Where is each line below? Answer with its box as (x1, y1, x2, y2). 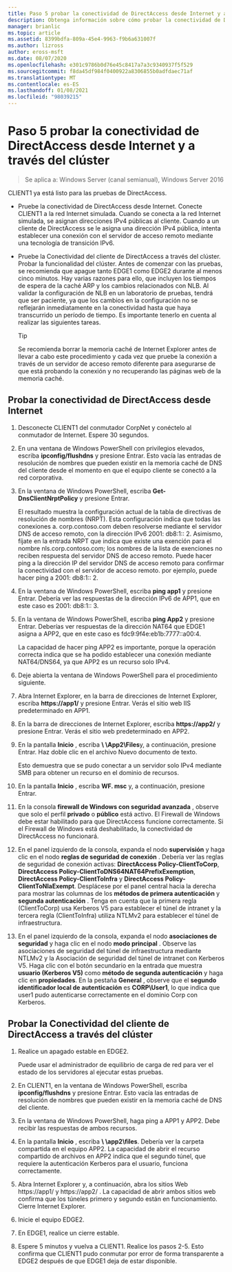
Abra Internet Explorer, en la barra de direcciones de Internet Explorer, (17, 692, 218, 700)
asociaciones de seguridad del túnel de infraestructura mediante (17, 946, 202, 955)
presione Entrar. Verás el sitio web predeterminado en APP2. (17, 727, 190, 735)
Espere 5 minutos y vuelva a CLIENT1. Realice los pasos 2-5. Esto (17, 1242, 204, 1250)
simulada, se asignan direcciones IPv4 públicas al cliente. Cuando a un (17, 217, 220, 225)
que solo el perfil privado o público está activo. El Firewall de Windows (17, 810, 220, 818)
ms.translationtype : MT (8, 74, 76, 81)
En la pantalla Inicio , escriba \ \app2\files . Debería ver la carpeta (17, 1137, 204, 1146)
